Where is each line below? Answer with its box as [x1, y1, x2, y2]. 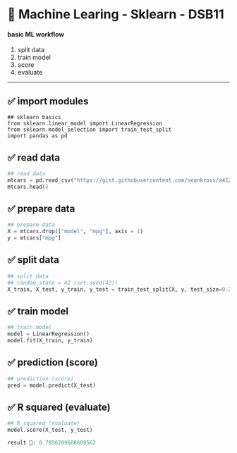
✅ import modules [7, 95, 89, 107]
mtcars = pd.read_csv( [7, 176, 74, 184]
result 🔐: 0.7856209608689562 [7, 440, 97, 447]
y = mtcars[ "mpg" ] [7, 235, 61, 242]
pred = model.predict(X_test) [7, 382, 97, 389]
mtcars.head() [7, 183, 49, 190]
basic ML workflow [7, 30, 65, 38]
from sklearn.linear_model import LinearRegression [7, 120, 162, 128]
